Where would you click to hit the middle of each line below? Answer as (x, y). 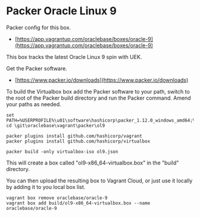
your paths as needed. (34, 104)
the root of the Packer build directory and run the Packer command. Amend (99, 98)
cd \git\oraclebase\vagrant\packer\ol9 (56, 125)
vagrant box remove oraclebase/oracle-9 (57, 198)
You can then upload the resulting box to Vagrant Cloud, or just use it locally (99, 181)
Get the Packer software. (37, 68)
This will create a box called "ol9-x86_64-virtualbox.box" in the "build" (93, 163)
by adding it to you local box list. (46, 187)
